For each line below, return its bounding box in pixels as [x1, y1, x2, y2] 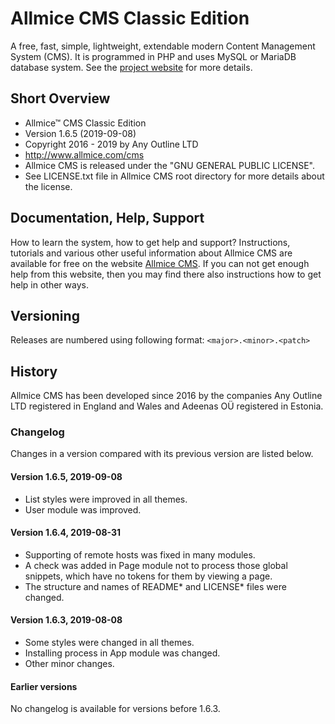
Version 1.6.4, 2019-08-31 [10, 527, 122, 539]
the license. [24, 180, 73, 192]
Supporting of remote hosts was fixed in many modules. [24, 548, 256, 561]
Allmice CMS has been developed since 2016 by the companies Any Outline [10, 390, 323, 402]
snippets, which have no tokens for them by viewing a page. [24, 570, 273, 582]
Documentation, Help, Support [10, 210, 205, 227]
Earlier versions [10, 680, 78, 692]
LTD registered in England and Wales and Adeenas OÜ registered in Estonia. [10, 400, 324, 412]
